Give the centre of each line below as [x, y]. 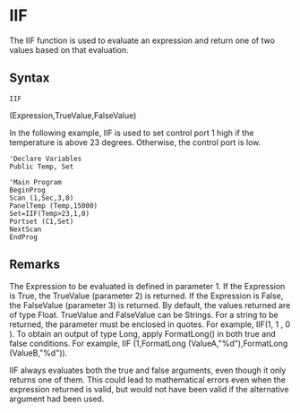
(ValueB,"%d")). [39, 353]
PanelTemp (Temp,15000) [54, 206]
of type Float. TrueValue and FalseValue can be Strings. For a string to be [144, 314]
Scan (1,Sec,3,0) [42, 198]
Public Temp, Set [42, 167]
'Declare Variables [46, 159]
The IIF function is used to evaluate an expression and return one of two [142, 40]
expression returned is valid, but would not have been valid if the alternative [149, 389]
